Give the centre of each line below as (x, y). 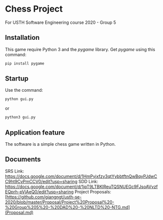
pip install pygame (25, 63)
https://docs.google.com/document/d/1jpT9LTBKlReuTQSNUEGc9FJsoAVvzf (81, 186)
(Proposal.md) (19, 212)
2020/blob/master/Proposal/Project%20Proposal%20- (60, 202)
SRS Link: (15, 171)
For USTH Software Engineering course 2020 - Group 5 (61, 22)
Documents (23, 160)
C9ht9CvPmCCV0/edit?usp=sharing (41, 181)
